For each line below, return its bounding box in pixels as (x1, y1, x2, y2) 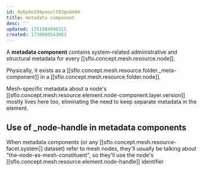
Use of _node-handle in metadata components (6, 122, 187, 133)
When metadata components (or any (6, 138, 99, 145)
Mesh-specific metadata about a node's (6, 85, 107, 92)
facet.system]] (6, 145, 43, 152)
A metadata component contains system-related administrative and (6, 48, 178, 56)
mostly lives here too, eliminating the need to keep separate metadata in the (6, 98, 197, 106)
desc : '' (6, 20, 29, 26)
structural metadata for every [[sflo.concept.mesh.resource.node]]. (6, 55, 176, 62)
